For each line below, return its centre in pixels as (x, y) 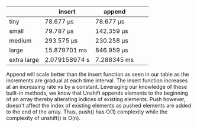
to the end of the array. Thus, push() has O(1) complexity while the (87, 112)
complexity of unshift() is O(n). (43, 118)
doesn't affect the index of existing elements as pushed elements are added (99, 106)
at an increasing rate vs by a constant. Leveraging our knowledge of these (97, 87)
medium (20, 41)
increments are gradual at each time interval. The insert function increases (97, 81)
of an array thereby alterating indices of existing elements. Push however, (96, 99)
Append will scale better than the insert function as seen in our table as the (98, 74)
